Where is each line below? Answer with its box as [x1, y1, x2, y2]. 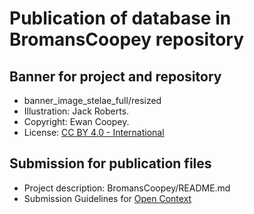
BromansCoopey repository [9, 28, 245, 51]
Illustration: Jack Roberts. [23, 105, 130, 117]
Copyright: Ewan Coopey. [23, 116, 130, 127]
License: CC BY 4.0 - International [23, 127, 165, 138]
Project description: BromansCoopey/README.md [23, 182, 231, 194]
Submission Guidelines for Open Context [23, 192, 192, 204]
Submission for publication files [9, 155, 212, 172]
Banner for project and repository [9, 68, 222, 85]
